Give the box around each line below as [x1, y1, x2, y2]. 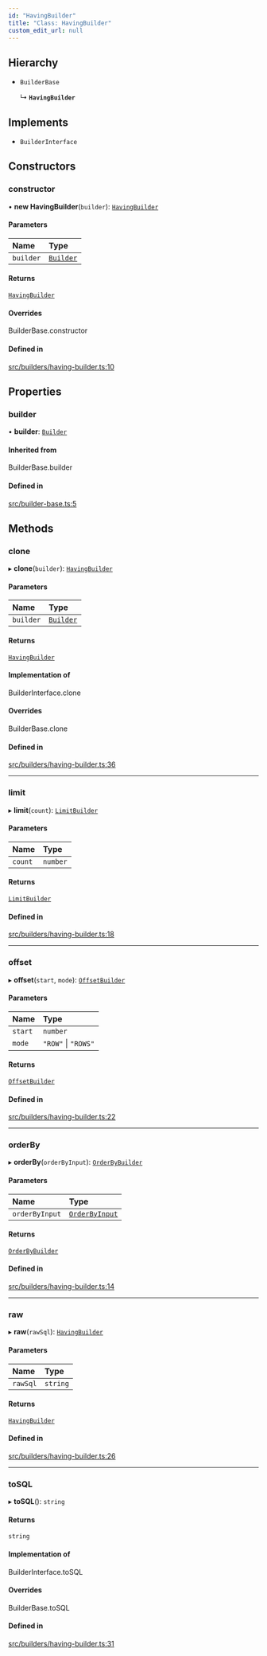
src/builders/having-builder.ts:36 [8, 760, 117, 769]
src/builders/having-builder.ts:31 [8, 1639, 115, 1649]
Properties [8, 385, 62, 398]
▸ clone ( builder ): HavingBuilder [8, 564, 114, 573]
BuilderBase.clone [8, 724, 68, 733]
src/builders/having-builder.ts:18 [8, 929, 115, 939]
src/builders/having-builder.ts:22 [8, 1112, 116, 1122]
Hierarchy [8, 56, 59, 69]
